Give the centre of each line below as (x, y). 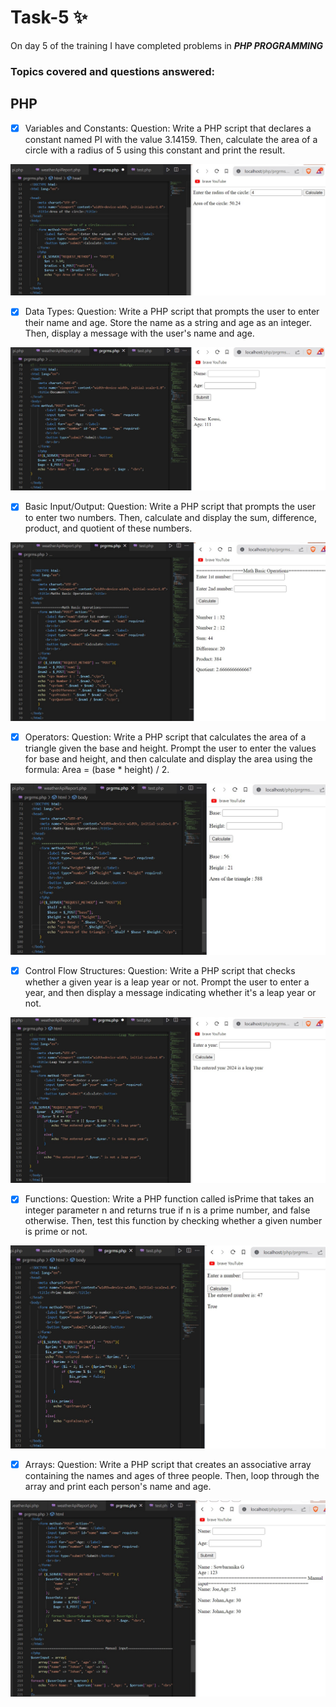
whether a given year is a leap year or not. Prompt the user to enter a (167, 982)
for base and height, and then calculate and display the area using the (168, 758)
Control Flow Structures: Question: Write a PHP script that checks (160, 971)
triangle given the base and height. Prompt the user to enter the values (170, 748)
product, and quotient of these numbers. (108, 528)
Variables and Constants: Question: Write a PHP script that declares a (168, 128)
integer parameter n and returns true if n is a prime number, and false (167, 1210)
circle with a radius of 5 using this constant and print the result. (155, 150)
